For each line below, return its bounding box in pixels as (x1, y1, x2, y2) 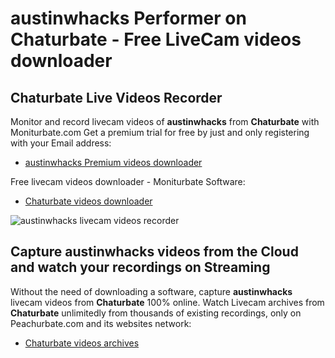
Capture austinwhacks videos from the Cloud (10, 243, 299, 261)
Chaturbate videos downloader (24, 195, 153, 207)
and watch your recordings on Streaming (10, 259, 271, 276)
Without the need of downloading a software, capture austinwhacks (10, 285, 293, 297)
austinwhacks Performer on (10, 7, 247, 30)
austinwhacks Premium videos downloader (24, 157, 203, 168)
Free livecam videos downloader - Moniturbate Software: (10, 176, 246, 187)
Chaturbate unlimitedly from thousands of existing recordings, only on (10, 307, 302, 319)
